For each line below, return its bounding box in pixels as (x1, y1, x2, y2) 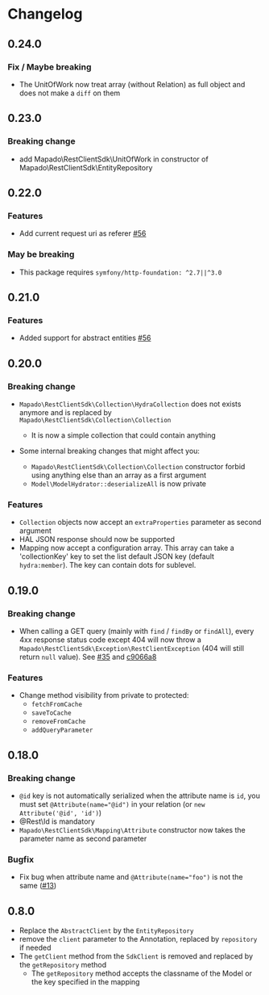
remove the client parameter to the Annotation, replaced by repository (19, 934, 258, 943)
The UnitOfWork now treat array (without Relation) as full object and (19, 79, 246, 89)
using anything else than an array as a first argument (31, 470, 207, 480)
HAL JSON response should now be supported (19, 535, 175, 544)
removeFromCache (31, 718, 86, 726)
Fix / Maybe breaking (7, 61, 92, 73)
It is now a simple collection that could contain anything (31, 430, 217, 440)
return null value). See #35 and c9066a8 (19, 652, 157, 661)
